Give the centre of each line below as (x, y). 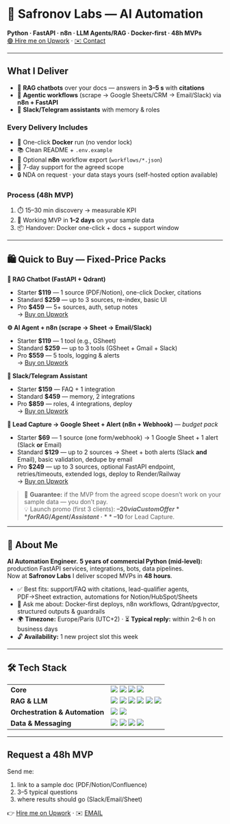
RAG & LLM (29, 701)
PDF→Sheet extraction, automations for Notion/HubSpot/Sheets (107, 597)
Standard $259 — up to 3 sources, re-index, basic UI (92, 300)
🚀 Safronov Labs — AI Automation (105, 14)
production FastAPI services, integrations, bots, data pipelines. (95, 569)
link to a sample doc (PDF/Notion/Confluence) (82, 784)
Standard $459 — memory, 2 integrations (76, 397)
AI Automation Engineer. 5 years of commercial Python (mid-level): (105, 561)
